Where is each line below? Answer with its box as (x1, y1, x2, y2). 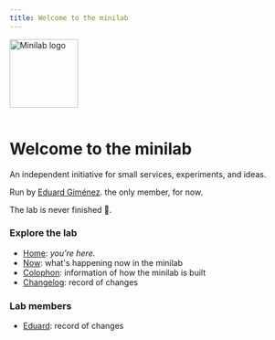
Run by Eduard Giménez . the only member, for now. (9, 186, 204, 197)
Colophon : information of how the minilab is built (22, 267, 206, 278)
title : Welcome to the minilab (9, 13, 129, 23)
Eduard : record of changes (22, 321, 124, 332)
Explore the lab (9, 227, 78, 239)
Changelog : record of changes (22, 276, 139, 288)
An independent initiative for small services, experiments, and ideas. (9, 168, 267, 179)
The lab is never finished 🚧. (9, 204, 112, 215)
